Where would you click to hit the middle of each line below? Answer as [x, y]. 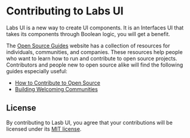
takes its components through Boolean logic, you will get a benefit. [88, 34]
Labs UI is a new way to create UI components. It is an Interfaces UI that [95, 28]
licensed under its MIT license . [44, 129]
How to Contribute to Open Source [57, 83]
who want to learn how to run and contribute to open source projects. [92, 58]
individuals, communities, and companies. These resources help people [95, 52]
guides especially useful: [37, 71]
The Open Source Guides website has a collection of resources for [88, 46]
